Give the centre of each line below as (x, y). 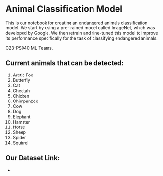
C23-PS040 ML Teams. (29, 48)
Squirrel (21, 143)
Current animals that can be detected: (65, 63)
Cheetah (21, 90)
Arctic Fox (23, 75)
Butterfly (22, 80)
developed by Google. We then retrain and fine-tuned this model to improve (82, 33)
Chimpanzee (25, 101)
